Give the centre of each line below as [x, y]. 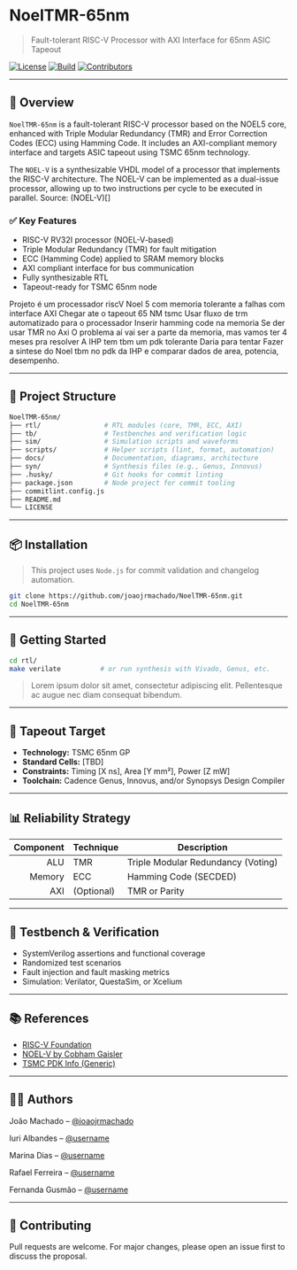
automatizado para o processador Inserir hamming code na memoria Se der [147, 323]
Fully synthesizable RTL [65, 278]
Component [39, 848]
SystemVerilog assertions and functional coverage [114, 953]
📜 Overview [42, 103]
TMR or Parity [156, 891]
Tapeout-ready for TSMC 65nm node [89, 287]
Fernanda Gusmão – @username [69, 1189]
